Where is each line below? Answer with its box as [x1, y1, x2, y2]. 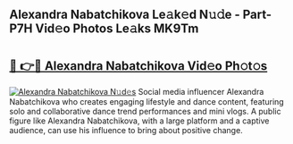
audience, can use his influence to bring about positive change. [9, 125, 243, 135]
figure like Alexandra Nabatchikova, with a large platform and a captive [9, 115, 270, 126]
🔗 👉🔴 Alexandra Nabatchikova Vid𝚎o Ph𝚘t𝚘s [9, 58, 268, 73]
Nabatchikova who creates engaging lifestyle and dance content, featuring [9, 97, 284, 106]
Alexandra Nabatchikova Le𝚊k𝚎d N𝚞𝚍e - [9, 7, 241, 22]
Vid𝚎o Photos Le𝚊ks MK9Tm [35, 21, 199, 37]
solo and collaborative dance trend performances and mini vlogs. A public [9, 106, 281, 116]
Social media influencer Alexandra [138, 87, 264, 97]
